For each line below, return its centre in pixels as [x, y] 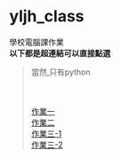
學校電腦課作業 [36, 42]
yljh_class [47, 16]
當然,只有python [60, 72]
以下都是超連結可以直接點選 [60, 53]
